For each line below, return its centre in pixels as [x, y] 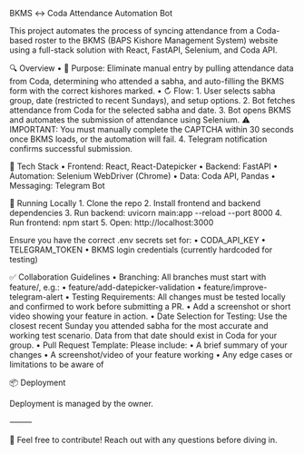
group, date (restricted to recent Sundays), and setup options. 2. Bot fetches [152, 100]
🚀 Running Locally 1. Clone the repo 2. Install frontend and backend [135, 203]
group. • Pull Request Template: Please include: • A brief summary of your [148, 345]
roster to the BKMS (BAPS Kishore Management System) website [157, 40]
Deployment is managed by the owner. [82, 404]
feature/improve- [235, 287]
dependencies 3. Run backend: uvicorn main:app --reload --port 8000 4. [146, 213]
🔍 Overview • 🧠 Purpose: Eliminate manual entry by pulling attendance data [152, 68]
